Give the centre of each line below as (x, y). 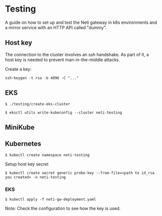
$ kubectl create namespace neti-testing (47, 155)
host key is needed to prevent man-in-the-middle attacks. (62, 60)
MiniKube (20, 127)
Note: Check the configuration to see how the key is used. (63, 208)
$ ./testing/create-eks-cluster (37, 104)
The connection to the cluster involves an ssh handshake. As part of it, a (77, 54)
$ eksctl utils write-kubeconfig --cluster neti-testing (64, 113)
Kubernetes (23, 144)
